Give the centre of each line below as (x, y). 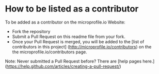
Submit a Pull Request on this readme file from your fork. (69, 37)
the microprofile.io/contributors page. (49, 52)
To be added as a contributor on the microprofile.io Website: (65, 22)
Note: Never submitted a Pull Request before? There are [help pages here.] (80, 61)
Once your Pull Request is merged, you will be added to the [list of (78, 41)
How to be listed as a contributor (72, 9)
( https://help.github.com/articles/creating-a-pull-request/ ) (63, 66)
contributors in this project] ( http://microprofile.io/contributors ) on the (82, 47)
